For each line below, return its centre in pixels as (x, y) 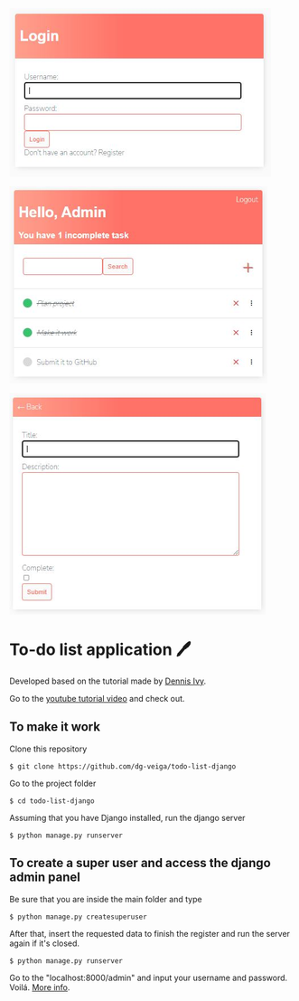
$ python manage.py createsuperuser (78, 917)
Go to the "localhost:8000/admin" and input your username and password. (149, 977)
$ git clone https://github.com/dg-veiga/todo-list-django (123, 766)
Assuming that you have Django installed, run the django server (127, 817)
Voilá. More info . (40, 987)
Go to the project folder (53, 783)
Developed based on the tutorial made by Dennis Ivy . (108, 681)
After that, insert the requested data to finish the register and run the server (150, 933)
